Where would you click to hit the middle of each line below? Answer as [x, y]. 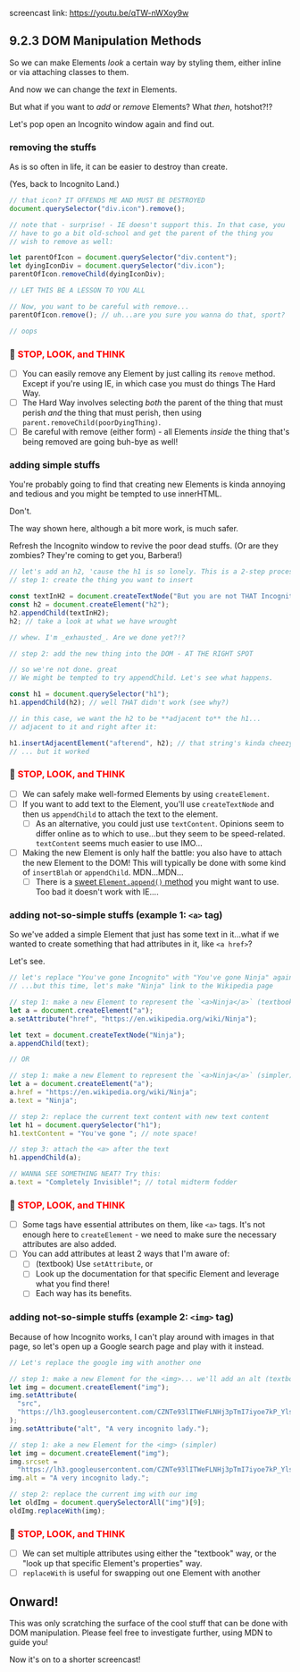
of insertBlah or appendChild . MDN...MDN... [103, 872]
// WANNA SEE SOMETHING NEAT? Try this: [86, 1174]
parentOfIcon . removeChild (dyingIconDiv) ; [87, 275]
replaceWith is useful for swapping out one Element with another [141, 1573]
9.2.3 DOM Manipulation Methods [105, 41]
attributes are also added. [70, 1244]
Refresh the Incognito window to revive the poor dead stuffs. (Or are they [144, 546]
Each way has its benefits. [83, 1294]
